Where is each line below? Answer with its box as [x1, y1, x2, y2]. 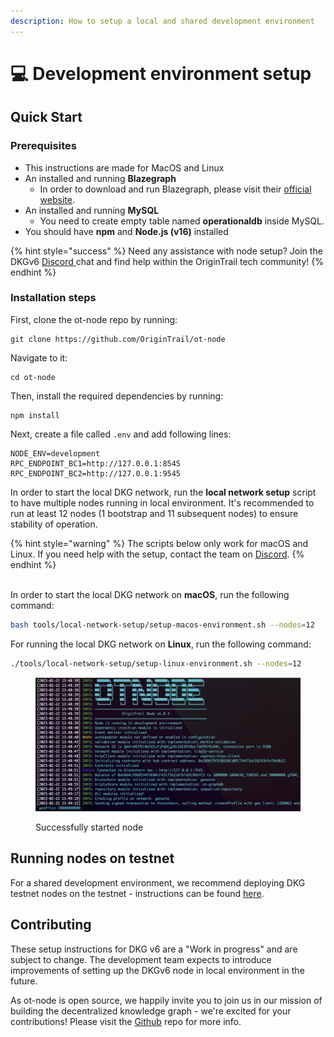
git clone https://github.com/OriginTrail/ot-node [10, 334, 226, 344]
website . [39, 193, 75, 205]
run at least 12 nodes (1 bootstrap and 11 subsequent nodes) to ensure [10, 507, 299, 519]
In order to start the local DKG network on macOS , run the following [10, 588, 290, 600]
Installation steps [10, 291, 97, 305]
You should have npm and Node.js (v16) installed [24, 225, 229, 237]
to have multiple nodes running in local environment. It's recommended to [10, 496, 315, 509]
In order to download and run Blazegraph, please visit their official [39, 183, 312, 195]
